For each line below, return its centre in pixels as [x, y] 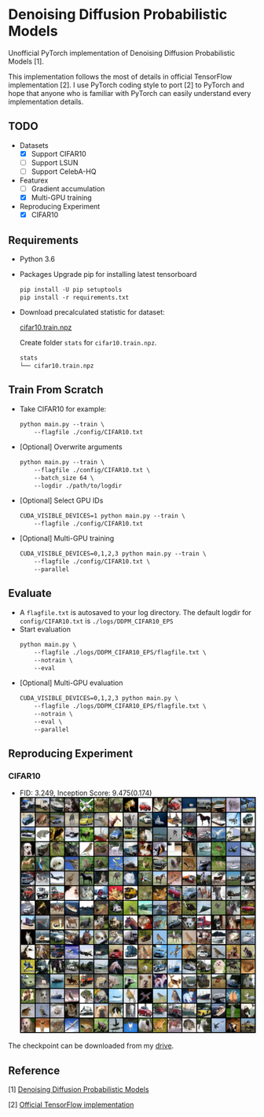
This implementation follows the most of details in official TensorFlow [120, 76]
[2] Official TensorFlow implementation [71, 1105]
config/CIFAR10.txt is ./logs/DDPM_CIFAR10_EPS [96, 621]
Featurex [34, 180]
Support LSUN [55, 162]
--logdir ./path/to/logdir [78, 485]
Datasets [34, 145]
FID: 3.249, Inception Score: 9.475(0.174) [86, 793]
